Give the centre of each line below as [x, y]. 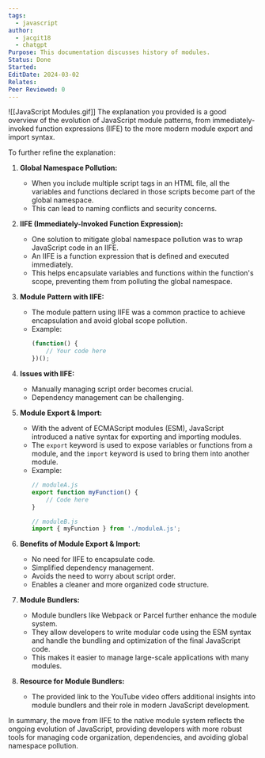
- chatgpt [31, 45]
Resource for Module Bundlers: [72, 681]
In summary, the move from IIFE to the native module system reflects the [127, 721]
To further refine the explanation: [62, 152]
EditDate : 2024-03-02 [44, 75]
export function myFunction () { [85, 492]
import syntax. [32, 137]
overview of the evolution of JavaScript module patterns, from [110, 121]
